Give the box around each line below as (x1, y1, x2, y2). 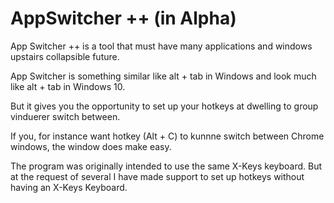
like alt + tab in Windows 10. (10, 80, 126, 92)
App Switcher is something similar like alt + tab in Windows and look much (10, 70, 317, 82)
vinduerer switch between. (10, 110, 121, 122)
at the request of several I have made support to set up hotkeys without (10, 170, 305, 182)
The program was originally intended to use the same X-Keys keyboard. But (10, 160, 323, 172)
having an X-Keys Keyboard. (10, 181, 128, 193)
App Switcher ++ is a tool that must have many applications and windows (10, 40, 313, 52)
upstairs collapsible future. (10, 50, 120, 62)
